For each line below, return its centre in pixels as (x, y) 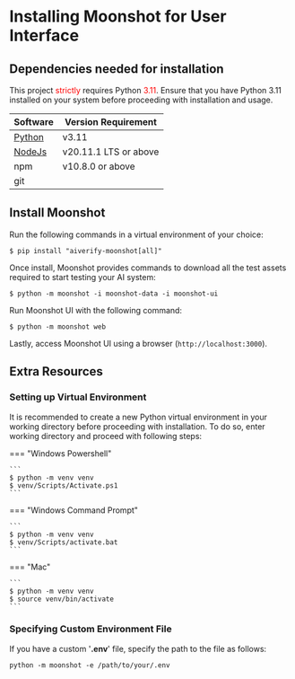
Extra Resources (56, 371)
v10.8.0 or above (99, 166)
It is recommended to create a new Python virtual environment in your (138, 417)
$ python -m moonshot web (57, 326)
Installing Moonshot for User (118, 17)
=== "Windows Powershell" (61, 453)
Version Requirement (110, 122)
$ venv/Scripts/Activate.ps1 (64, 485)
